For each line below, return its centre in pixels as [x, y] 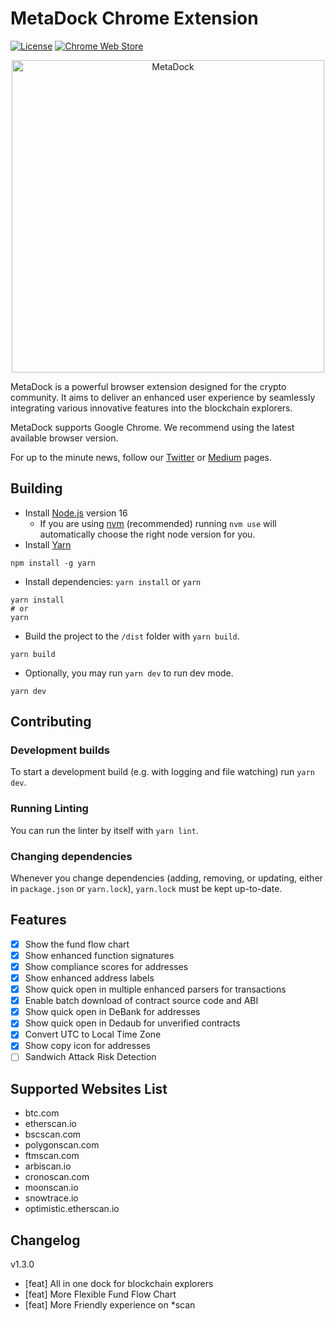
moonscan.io [51, 1188]
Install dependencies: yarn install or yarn [113, 581]
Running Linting [49, 809]
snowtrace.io [51, 1198]
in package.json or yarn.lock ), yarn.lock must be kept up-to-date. [146, 889]
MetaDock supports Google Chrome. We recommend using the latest [152, 427]
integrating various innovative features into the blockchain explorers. [151, 408]
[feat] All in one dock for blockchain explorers [119, 1284]
